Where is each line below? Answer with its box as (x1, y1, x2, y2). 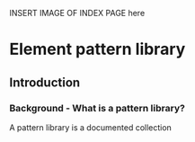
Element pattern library (9, 40, 186, 59)
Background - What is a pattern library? (9, 102, 186, 114)
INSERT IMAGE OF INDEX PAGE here (9, 8, 146, 18)
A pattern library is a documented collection (9, 121, 173, 133)
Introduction (9, 75, 81, 90)
